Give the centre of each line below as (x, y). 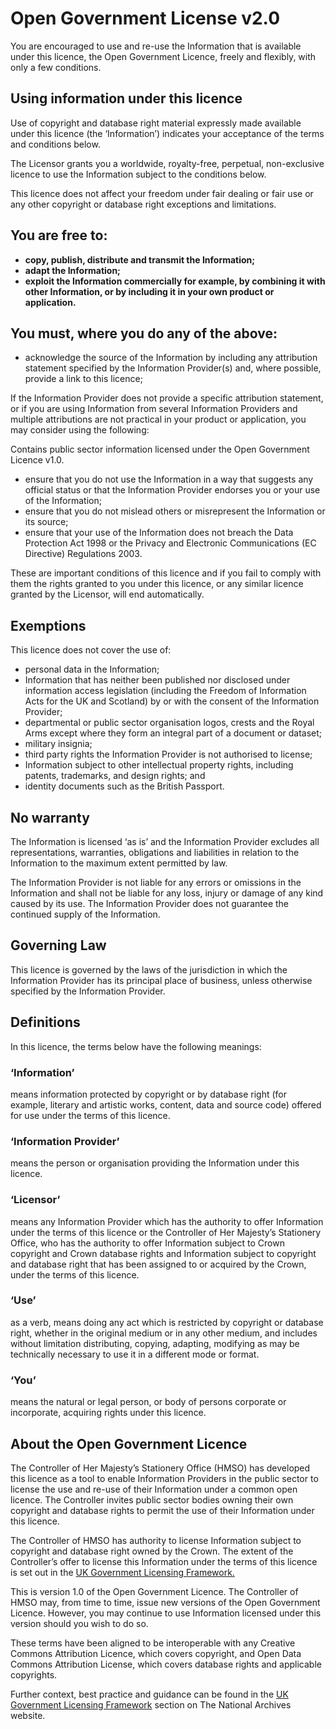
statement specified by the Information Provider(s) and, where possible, (173, 368)
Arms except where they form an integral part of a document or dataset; (173, 733)
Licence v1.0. (37, 460)
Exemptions (48, 625)
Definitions (45, 1022)
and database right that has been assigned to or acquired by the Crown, (158, 1264)
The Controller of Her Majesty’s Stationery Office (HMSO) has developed (160, 1468)
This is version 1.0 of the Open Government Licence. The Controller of (154, 1591)
